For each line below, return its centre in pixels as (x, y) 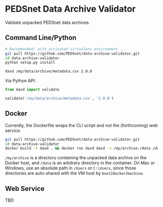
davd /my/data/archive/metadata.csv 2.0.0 (49, 72)
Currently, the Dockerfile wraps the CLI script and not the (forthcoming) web (81, 125)
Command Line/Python (41, 38)
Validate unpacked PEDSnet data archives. (48, 22)
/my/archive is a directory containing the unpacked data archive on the (76, 158)
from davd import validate (32, 90)
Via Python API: (21, 81)
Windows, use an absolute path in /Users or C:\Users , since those (71, 168)
